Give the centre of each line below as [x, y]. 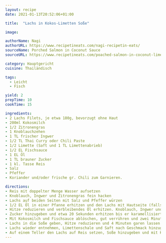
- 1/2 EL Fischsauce [26, 150]
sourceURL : [16, 55]
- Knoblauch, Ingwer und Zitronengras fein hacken [58, 196]
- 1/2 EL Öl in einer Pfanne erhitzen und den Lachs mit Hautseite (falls [84, 205]
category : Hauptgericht [30, 64]
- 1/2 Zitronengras [25, 127]
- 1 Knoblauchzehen [25, 132]
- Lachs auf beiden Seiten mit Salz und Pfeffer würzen [64, 201]
